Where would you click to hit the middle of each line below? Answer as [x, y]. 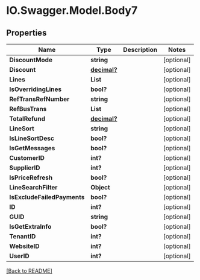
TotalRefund [27, 119]
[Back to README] [29, 271]
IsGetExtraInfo [30, 227]
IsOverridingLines [36, 89]
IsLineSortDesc [32, 138]
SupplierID [25, 168]
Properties [27, 33]
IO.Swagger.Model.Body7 [72, 11]
